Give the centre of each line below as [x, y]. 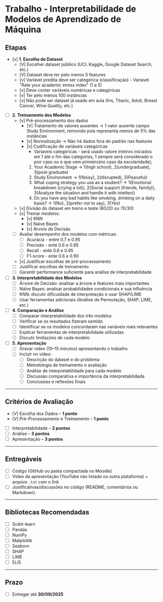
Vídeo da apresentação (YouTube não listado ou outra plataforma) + [80, 476]
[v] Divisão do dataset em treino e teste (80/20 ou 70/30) [77, 208]
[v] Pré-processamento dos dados [54, 120]
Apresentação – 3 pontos [37, 439]
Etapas [16, 47]
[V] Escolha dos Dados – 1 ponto [45, 413]
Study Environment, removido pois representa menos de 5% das [91, 131]
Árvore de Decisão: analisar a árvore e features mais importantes [84, 283]
